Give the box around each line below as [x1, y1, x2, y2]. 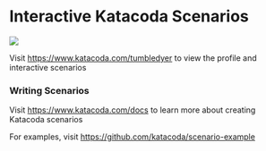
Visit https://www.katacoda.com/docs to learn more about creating [9, 105, 256, 115]
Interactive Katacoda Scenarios [9, 6, 249, 27]
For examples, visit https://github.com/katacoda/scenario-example [9, 131, 255, 142]
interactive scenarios [9, 62, 87, 72]
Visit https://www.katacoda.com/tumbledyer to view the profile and [9, 52, 257, 63]
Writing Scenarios [9, 84, 90, 96]
